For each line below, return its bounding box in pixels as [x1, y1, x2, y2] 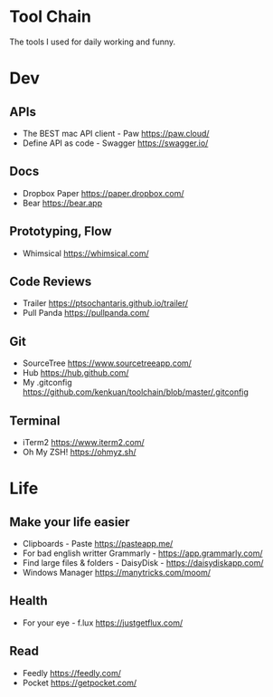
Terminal [9, 413, 61, 428]
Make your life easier [9, 514, 130, 530]
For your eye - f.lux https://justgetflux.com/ [22, 617, 184, 628]
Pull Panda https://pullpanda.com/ [22, 308, 150, 319]
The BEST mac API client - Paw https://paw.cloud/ [22, 128, 210, 138]
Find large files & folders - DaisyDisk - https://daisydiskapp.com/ [22, 558, 264, 568]
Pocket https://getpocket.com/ [22, 677, 137, 688]
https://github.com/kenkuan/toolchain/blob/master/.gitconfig [22, 387, 249, 397]
